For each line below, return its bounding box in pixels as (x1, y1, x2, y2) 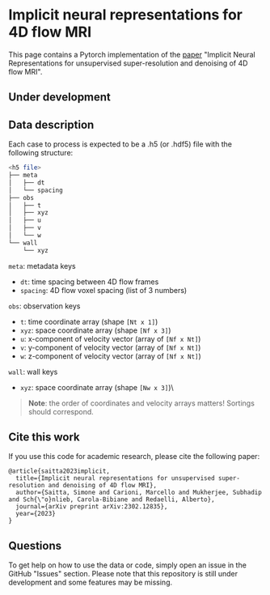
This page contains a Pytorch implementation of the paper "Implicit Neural (8, 49, 256, 59)
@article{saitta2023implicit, (8, 467, 111, 475)
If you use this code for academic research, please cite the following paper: (8, 452, 260, 461)
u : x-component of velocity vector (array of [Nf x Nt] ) (19, 334, 201, 343)
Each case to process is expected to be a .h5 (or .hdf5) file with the (8, 139, 233, 149)
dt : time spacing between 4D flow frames (19, 277, 159, 287)
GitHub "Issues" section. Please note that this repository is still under (8, 569, 238, 579)
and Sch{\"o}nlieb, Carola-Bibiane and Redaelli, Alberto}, (8, 495, 216, 504)
